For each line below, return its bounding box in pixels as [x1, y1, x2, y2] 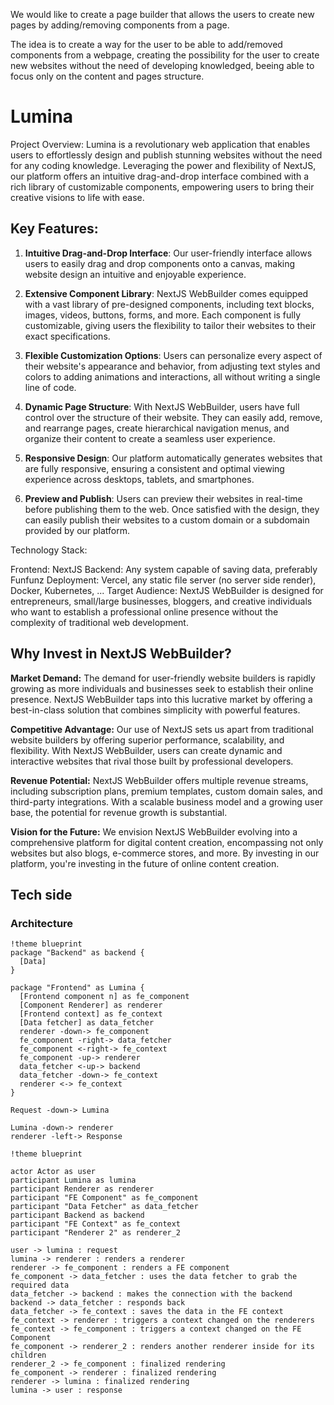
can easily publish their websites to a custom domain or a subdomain [24, 514, 310, 526]
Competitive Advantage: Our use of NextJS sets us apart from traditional [10, 723, 314, 735]
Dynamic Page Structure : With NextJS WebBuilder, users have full [24, 400, 300, 413]
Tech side [10, 886, 73, 903]
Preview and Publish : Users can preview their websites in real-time [24, 492, 303, 504]
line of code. [24, 381, 77, 393]
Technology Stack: [10, 544, 88, 556]
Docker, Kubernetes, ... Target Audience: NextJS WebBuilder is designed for [10, 584, 324, 596]
